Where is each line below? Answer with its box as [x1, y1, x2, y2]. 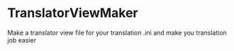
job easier [7, 35, 37, 44]
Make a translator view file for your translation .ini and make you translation [7, 28, 227, 37]
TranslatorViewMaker [7, 5, 138, 21]
